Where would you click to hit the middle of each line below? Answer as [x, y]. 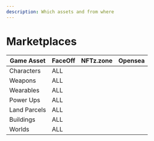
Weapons [23, 80]
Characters [25, 71]
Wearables [24, 90]
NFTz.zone [97, 61]
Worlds [19, 129]
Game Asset [28, 61]
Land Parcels [28, 110]
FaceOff [64, 61]
